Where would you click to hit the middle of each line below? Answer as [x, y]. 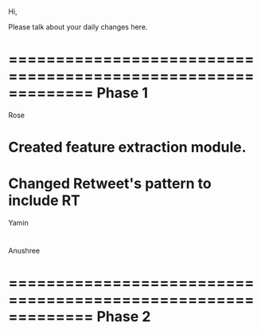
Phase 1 [123, 93]
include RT [45, 200]
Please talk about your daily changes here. [78, 27]
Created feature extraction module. [127, 147]
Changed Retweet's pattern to [110, 184]
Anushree [24, 251]
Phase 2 [124, 317]
